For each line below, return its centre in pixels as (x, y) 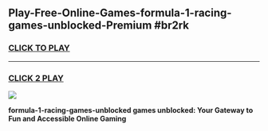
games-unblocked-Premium (80, 26)
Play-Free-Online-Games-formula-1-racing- (120, 13)
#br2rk (172, 26)
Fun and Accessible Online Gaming (67, 118)
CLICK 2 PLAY (36, 78)
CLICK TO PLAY (39, 48)
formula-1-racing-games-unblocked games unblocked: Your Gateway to (131, 110)
